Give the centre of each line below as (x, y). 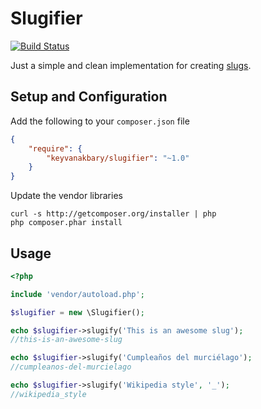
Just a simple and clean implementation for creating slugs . (131, 65)
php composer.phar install (66, 223)
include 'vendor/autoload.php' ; (77, 294)
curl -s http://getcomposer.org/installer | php (113, 214)
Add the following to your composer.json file (100, 121)
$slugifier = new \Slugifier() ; (77, 312)
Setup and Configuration (89, 97)
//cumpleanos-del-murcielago (71, 367)
